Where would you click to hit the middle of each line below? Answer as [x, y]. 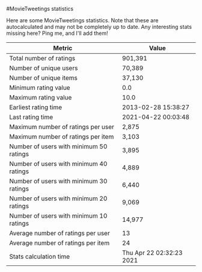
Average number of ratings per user [60, 233]
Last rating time [31, 117]
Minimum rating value [40, 88]
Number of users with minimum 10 [58, 216]
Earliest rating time [36, 107]
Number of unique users [44, 68]
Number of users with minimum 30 [58, 181]
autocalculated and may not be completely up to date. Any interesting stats [99, 27]
